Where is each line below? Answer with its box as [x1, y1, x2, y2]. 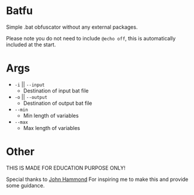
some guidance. [6, 182, 45, 189]
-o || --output [14, 93, 48, 100]
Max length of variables [23, 124, 81, 131]
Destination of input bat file [23, 87, 89, 94]
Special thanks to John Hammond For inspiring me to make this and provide [6, 176, 189, 183]
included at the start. [6, 41, 56, 48]
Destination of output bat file [23, 100, 92, 107]
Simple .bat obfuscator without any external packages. [6, 23, 138, 30]
